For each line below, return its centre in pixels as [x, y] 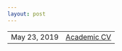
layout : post [27, 14]
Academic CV [88, 37]
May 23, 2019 [35, 37]
